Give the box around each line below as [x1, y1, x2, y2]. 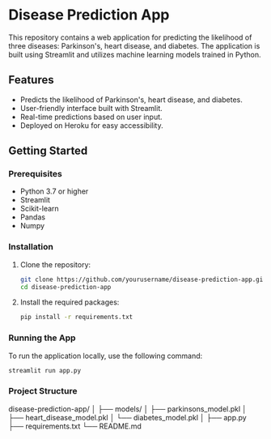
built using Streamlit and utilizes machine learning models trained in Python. [8, 49, 261, 59]
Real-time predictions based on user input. [19, 112, 163, 121]
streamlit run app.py [8, 366, 82, 374]
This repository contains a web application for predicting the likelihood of [8, 32, 252, 42]
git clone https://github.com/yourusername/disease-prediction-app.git [19, 275, 267, 283]
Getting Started [8, 144, 88, 158]
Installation [8, 241, 54, 253]
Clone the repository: [19, 259, 91, 269]
